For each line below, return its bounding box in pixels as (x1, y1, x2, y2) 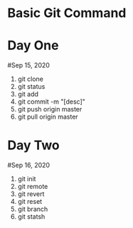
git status (17, 82, 46, 91)
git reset (17, 197, 43, 206)
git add (17, 90, 39, 99)
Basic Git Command (7, 5, 127, 21)
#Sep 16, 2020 (7, 161, 50, 170)
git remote (17, 183, 48, 191)
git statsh (17, 212, 46, 221)
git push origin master (17, 105, 83, 114)
